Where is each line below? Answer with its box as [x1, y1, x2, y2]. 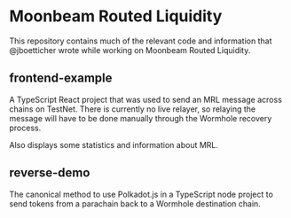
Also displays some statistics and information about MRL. [9, 139, 219, 150]
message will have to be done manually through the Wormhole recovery [9, 113, 272, 123]
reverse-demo [9, 166, 90, 181]
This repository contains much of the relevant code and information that [9, 35, 272, 46]
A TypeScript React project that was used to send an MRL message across [9, 94, 282, 105]
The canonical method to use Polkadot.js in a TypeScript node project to [9, 189, 273, 199]
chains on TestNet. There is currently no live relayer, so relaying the [9, 104, 256, 114]
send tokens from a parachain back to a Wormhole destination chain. [9, 198, 262, 209]
